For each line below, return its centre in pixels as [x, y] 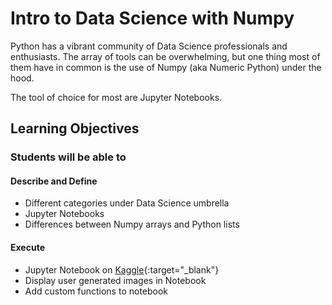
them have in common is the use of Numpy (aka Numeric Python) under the [166, 67]
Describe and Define [54, 181]
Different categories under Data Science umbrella [127, 203]
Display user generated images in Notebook [115, 280]
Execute [27, 248]
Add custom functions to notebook [96, 291]
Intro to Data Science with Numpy [152, 18]
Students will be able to [68, 157]
